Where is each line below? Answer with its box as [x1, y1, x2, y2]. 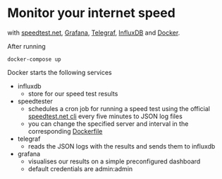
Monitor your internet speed [7, 5, 176, 21]
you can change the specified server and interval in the [27, 119, 189, 128]
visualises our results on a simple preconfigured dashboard [27, 157, 201, 166]
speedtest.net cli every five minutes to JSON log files [27, 112, 183, 120]
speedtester [17, 97, 53, 105]
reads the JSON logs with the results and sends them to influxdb [27, 142, 216, 150]
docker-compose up [7, 55, 61, 63]
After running [7, 42, 46, 50]
